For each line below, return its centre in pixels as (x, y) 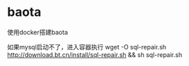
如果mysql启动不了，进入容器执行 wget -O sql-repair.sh (87, 47)
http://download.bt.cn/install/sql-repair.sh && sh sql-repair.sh (95, 55)
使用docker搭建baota (38, 32)
